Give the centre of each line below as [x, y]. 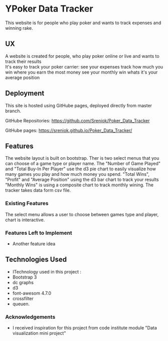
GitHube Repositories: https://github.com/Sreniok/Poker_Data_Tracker [77, 120]
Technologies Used [36, 260]
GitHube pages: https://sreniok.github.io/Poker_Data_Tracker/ [69, 130]
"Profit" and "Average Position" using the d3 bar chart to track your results [82, 180]
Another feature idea [34, 244]
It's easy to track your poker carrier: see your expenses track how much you [84, 66]
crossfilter [23, 298]
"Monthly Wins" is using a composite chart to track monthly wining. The [79, 185]
